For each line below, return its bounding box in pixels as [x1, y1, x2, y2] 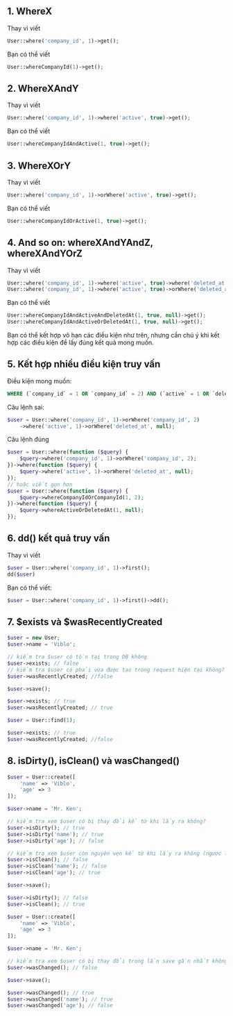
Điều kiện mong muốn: [7, 376, 72, 385]
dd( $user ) [7, 571, 36, 578]
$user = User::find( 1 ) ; [7, 717, 76, 724]
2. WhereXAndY [7, 83, 79, 94]
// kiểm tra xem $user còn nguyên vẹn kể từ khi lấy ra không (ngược [7, 850, 222, 857]
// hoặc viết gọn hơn [7, 481, 73, 488]
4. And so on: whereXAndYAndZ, [7, 237, 154, 249]
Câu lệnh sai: [7, 403, 45, 411]
